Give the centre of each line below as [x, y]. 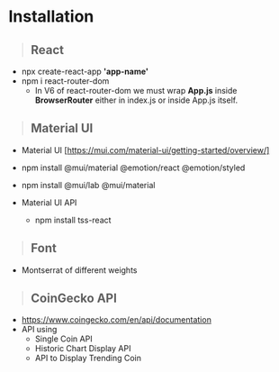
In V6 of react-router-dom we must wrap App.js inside [136, 91]
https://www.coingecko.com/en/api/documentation [117, 320]
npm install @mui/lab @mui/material [88, 185]
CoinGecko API [74, 299]
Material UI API [49, 202]
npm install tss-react [73, 220]
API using [39, 330]
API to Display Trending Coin [88, 358]
